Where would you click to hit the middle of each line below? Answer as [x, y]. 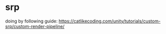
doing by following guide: [31, 21]
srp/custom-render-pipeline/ [35, 26]
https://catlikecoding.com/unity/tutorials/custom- [110, 21]
